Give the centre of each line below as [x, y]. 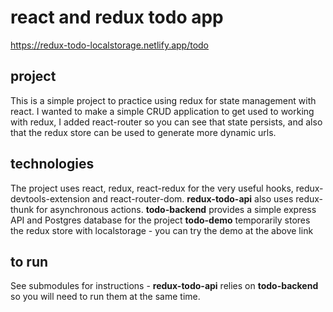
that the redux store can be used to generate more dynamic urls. [143, 132]
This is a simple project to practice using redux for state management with [163, 100]
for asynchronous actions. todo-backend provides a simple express [176, 209]
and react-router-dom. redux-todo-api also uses [193, 198]
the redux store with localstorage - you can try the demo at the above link [162, 230]
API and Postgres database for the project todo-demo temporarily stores [160, 220]
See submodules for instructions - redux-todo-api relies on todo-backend [164, 286]
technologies [52, 164]
